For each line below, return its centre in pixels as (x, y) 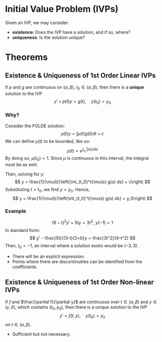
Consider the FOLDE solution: (35, 126)
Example (16, 211)
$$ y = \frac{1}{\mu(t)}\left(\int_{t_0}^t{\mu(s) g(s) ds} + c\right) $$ (82, 182)
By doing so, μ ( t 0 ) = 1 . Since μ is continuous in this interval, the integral (77, 159)
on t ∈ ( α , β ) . (18, 325)
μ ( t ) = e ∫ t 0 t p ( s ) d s (82, 150)
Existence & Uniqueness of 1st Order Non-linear (80, 282)
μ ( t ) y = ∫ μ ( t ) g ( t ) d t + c (82, 133)
